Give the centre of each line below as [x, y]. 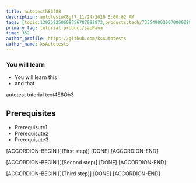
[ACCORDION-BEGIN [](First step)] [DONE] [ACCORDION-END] [82, 151]
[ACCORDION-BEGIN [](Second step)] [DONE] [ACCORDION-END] [86, 162]
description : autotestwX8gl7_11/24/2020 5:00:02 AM [70, 17]
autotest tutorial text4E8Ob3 [40, 95]
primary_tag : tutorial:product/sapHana [55, 28]
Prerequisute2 [32, 133]
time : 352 [18, 33]
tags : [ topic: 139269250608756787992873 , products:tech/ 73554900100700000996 [100, 22]
